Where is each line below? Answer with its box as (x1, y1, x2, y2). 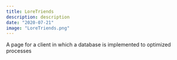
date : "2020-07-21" (6, 19, 54, 25)
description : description (6, 14, 70, 20)
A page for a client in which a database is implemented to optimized (6, 41, 171, 48)
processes (6, 48, 32, 55)
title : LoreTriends (6, 8, 54, 15)
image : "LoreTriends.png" (6, 25, 70, 31)
